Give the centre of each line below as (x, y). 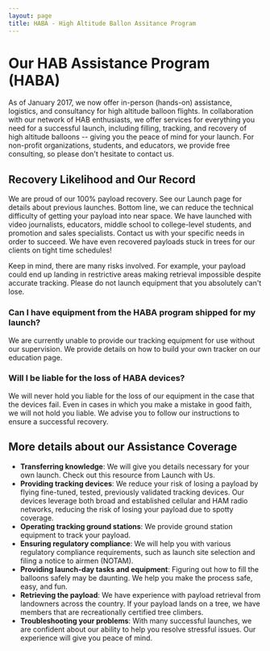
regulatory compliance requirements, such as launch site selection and (137, 552)
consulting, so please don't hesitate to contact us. (91, 154)
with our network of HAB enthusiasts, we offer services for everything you (132, 120)
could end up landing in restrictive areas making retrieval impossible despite (135, 274)
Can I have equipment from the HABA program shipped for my (132, 313)
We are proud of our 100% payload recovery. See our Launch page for (125, 199)
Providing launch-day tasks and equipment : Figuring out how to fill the (139, 569)
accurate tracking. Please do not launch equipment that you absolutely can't (135, 283)
